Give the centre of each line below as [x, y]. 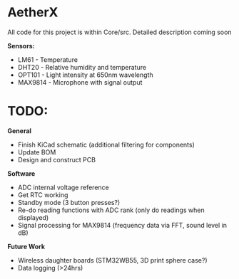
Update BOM [37, 152]
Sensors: [21, 46]
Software [21, 173]
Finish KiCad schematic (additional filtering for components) [106, 144]
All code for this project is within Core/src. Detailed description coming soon [119, 32]
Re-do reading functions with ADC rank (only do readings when [111, 210]
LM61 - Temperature [48, 59]
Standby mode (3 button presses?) [69, 202]
